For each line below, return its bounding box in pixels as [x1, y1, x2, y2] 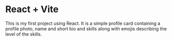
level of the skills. [5, 31, 42, 37]
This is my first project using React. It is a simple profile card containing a [5, 20, 161, 26]
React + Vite [5, 4, 59, 15]
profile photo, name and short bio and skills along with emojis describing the [5, 25, 167, 31]
